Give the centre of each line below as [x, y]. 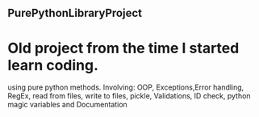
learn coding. [53, 65]
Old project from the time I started [123, 48]
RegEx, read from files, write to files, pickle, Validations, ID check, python [129, 96]
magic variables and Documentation [68, 105]
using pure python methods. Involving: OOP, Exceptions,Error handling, [126, 87]
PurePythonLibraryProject [75, 13]
